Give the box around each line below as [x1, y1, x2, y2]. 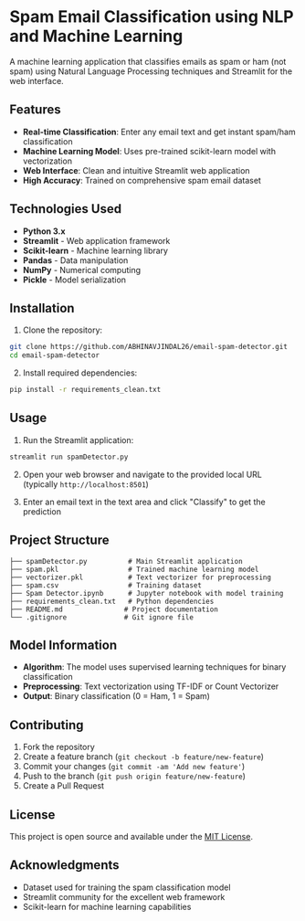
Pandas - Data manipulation [22, 254, 129, 266]
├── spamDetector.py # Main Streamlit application [9, 556, 244, 566]
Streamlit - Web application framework [22, 235, 171, 246]
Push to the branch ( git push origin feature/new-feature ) [22, 770, 247, 782]
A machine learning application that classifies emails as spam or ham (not [9, 56, 287, 67]
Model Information [9, 637, 118, 652]
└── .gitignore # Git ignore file [9, 612, 195, 622]
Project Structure [9, 533, 110, 548]
